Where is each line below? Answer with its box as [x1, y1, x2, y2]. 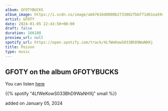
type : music [5, 49, 30, 54]
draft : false [5, 26, 32, 31]
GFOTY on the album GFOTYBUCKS [5, 67, 119, 76]
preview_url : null [5, 35, 43, 40]
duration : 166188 [5, 30, 41, 35]
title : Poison [5, 44, 35, 49]
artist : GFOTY [5, 16, 35, 21]
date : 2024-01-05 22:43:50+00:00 [5, 21, 75, 26]
